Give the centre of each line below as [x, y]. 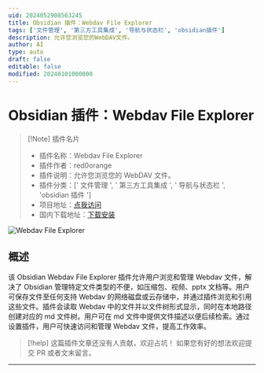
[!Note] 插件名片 [53, 138]
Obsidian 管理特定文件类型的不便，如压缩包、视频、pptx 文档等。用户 [136, 287]
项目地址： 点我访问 [70, 205]
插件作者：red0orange [75, 165]
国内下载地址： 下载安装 [77, 214]
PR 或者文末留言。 [66, 353]
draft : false [29, 60]
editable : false [35, 67]
